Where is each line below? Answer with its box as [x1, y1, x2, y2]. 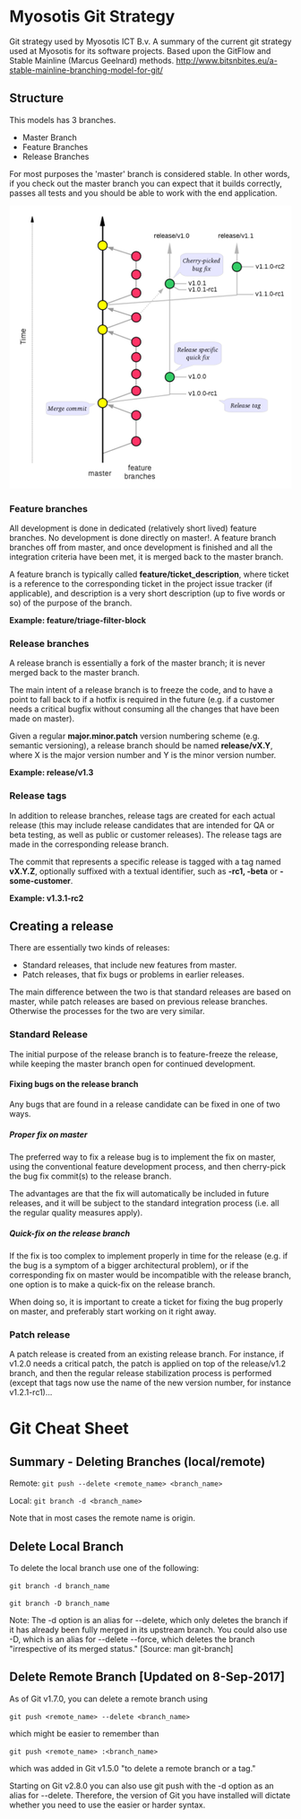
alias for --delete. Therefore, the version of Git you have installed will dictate [9, 1789, 291, 1800]
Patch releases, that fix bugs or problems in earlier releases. [21, 969, 245, 980]
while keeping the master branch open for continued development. [9, 1058, 255, 1069]
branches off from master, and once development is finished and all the [9, 542, 273, 553]
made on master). [9, 713, 74, 724]
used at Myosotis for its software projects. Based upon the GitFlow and [9, 45, 271, 56]
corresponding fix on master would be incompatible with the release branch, [9, 1269, 292, 1280]
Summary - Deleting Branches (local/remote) [9, 1453, 266, 1470]
